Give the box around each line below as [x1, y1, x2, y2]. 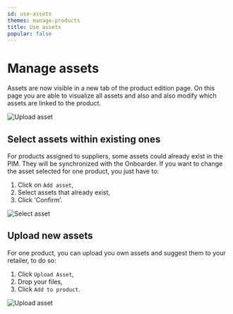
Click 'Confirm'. [17, 196, 63, 204]
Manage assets [7, 61, 100, 76]
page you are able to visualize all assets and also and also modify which [7, 91, 217, 100]
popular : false [7, 30, 52, 37]
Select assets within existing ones [7, 133, 161, 145]
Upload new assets [7, 230, 93, 242]
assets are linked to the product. [7, 99, 101, 107]
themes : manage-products [7, 17, 80, 24]
